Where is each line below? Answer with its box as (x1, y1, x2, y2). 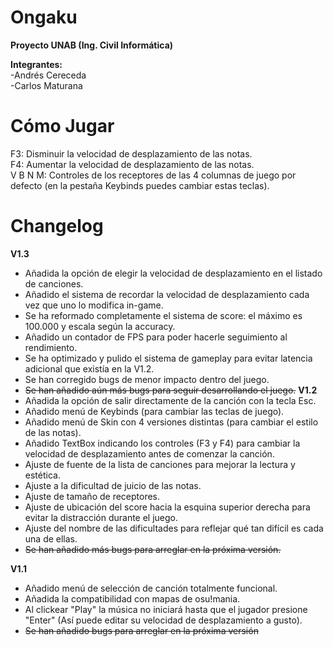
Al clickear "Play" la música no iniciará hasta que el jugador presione (24, 603, 308, 615)
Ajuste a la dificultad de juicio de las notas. (24, 479, 202, 491)
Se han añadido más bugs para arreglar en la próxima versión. (24, 543, 282, 555)
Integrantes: (10, 58, 63, 70)
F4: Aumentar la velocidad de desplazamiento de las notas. (10, 158, 255, 170)
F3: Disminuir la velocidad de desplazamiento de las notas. (10, 147, 253, 160)
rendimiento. (24, 341, 78, 353)
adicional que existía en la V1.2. (24, 362, 155, 375)
